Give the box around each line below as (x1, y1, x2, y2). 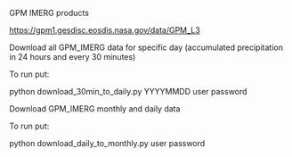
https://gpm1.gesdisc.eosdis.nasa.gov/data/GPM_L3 (9, 25, 200, 35)
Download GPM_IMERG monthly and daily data (9, 103, 181, 114)
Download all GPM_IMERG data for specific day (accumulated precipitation (9, 42, 283, 53)
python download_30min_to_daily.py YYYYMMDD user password (9, 87, 247, 96)
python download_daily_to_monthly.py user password (9, 138, 206, 148)
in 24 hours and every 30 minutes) (9, 52, 136, 62)
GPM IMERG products (9, 8, 89, 18)
